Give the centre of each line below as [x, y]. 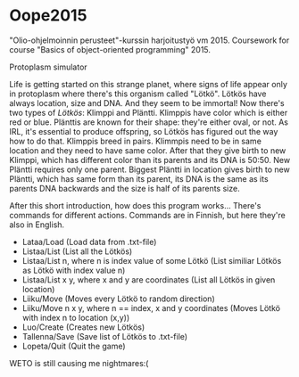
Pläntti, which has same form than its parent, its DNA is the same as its [139, 178]
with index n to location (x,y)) [76, 317]
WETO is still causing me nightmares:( [79, 363]
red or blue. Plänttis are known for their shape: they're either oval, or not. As [149, 122]
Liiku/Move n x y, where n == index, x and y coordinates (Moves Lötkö [151, 307]
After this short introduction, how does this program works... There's [135, 205]
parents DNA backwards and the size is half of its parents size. [125, 188]
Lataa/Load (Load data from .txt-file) [89, 242]
